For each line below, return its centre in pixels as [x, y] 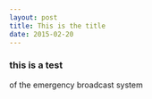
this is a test [36, 65]
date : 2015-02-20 [42, 34]
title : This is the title [57, 26]
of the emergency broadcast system [76, 85]
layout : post [34, 17]
